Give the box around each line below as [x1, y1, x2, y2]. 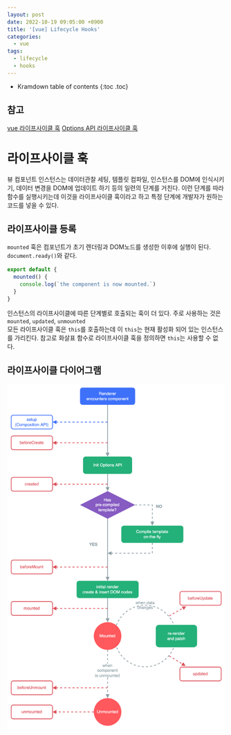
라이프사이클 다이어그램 [7, 365, 102, 377]
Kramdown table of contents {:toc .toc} [17, 82, 129, 90]
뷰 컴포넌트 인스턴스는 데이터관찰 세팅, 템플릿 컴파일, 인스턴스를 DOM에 [7, 175, 201, 183]
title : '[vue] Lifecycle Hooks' [7, 26, 100, 33]
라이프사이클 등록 [7, 223, 77, 235]
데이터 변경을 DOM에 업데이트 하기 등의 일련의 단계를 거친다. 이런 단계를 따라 [16, 184, 224, 192]
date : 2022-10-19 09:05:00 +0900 [7, 18, 104, 26]
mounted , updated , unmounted [7, 316, 86, 325]
